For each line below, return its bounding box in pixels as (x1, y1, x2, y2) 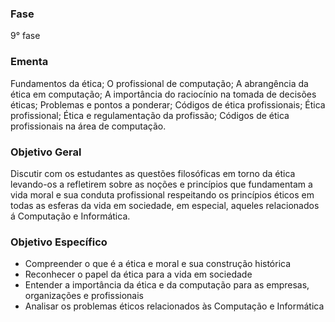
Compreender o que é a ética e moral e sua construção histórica (24, 258, 292, 270)
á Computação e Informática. (10, 210, 131, 222)
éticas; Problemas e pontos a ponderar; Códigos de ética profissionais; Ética (10, 98, 326, 111)
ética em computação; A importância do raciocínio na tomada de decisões (10, 88, 317, 100)
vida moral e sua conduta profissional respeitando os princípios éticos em (10, 188, 315, 201)
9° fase (10, 30, 41, 42)
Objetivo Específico (10, 235, 108, 249)
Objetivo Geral (10, 145, 82, 159)
